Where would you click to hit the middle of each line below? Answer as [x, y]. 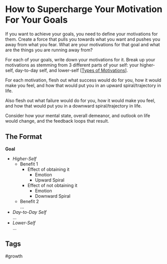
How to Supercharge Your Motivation [84, 9]
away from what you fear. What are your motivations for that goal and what [83, 44]
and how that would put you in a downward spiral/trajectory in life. [73, 106]
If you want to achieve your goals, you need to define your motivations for [81, 34]
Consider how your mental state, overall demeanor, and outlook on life [78, 115]
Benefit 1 [29, 164]
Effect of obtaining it [48, 169]
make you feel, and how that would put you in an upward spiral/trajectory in [83, 85]
